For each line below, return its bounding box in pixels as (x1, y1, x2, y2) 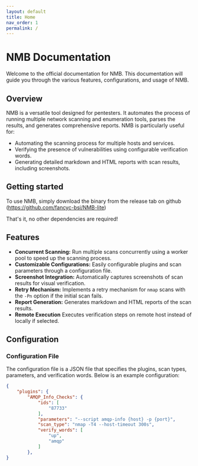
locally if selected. (14, 317, 60, 324)
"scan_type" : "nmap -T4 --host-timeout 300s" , (37, 422, 155, 428)
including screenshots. (14, 165, 70, 171)
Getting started (6, 182, 64, 192)
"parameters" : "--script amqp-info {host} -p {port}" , (37, 416, 176, 422)
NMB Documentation (6, 51, 111, 64)
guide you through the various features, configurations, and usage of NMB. (6, 76, 189, 83)
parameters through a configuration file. (14, 267, 112, 274)
